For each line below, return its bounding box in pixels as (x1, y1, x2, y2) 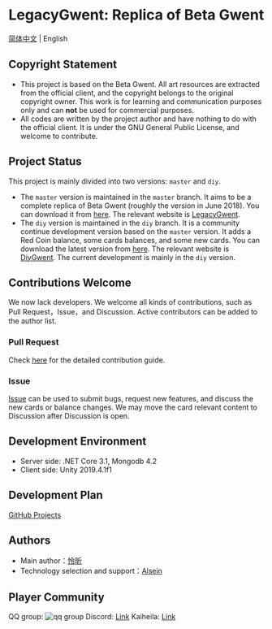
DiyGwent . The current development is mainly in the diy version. (19, 252, 236, 262)
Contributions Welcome (8, 275, 132, 289)
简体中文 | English (8, 33, 68, 43)
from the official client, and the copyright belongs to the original (19, 88, 234, 98)
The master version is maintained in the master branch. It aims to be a (19, 192, 252, 202)
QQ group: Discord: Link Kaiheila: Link (8, 612, 176, 622)
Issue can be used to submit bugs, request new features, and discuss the (8, 393, 254, 403)
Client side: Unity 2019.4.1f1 (19, 465, 112, 475)
